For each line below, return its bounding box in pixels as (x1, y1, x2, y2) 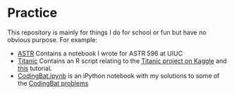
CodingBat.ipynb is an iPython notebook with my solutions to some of (17, 72, 220, 80)
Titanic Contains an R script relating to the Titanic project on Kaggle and (17, 56, 227, 65)
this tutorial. (17, 64, 53, 72)
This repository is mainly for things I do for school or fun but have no (7, 28, 207, 36)
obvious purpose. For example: (7, 35, 97, 43)
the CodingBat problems (17, 79, 89, 87)
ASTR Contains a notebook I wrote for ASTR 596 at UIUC (17, 49, 183, 58)
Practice (7, 5, 58, 21)
